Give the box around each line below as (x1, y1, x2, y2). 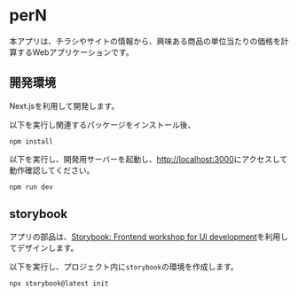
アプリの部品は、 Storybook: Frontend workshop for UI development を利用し (9, 231, 288, 242)
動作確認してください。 (9, 165, 95, 176)
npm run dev (9, 183, 53, 191)
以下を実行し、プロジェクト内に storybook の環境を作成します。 (9, 261, 239, 271)
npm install (9, 137, 53, 146)
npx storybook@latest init (9, 278, 109, 288)
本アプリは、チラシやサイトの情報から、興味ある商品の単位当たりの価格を (9, 35, 281, 46)
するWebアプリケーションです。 (16, 46, 135, 58)
